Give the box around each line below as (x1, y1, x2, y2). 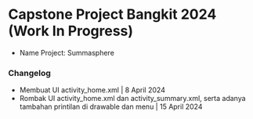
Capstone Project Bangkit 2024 (8, 5, 217, 23)
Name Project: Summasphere (19, 48, 115, 57)
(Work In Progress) (8, 22, 134, 40)
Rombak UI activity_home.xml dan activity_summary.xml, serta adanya (19, 94, 246, 103)
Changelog (8, 67, 51, 78)
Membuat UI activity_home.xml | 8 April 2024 (19, 85, 166, 95)
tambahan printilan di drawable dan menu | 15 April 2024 (19, 102, 203, 111)
